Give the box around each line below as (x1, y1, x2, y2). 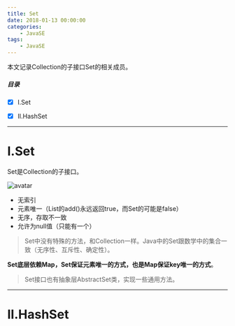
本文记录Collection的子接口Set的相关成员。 (7, 63, 131, 71)
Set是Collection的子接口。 (7, 168, 83, 176)
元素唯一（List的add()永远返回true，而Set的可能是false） (17, 205, 183, 213)
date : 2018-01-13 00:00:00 (7, 17, 86, 24)
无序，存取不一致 (17, 214, 67, 222)
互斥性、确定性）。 (61, 246, 114, 254)
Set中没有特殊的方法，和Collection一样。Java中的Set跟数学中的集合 (24, 237, 222, 245)
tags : (7, 36, 23, 43)
